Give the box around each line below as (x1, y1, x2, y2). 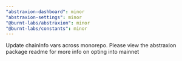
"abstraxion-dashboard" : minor (5, 8, 85, 15)
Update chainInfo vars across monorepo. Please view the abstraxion (5, 42, 177, 49)
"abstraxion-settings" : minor (5, 14, 83, 20)
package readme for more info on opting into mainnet (5, 48, 140, 56)
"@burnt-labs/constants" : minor (5, 25, 87, 32)
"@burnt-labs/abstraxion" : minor (5, 20, 90, 26)
